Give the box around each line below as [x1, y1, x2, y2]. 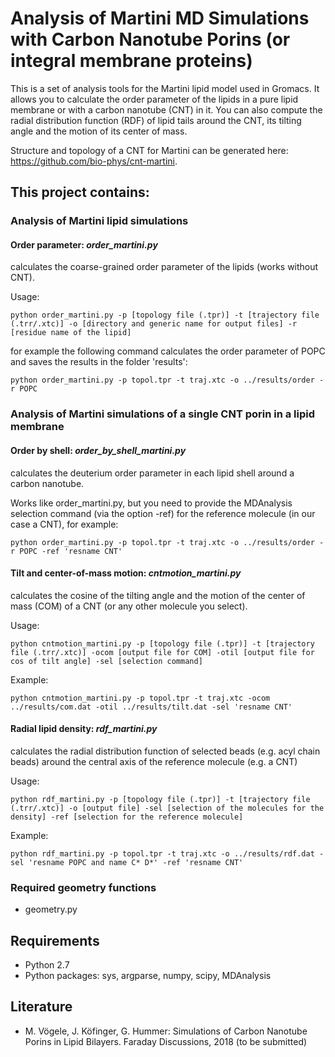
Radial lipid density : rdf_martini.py [10, 723, 158, 735]
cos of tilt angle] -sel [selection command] [10, 656, 203, 666]
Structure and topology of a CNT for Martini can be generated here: [10, 144, 289, 156]
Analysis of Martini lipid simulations [10, 214, 189, 228]
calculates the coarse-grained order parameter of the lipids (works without [10, 261, 319, 273]
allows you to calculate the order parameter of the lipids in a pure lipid [10, 93, 299, 105]
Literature [10, 998, 73, 1016]
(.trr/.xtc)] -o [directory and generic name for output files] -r [10, 319, 298, 329]
